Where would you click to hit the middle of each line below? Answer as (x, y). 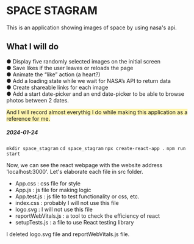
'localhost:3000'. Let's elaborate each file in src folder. (75, 171)
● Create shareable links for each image (57, 87)
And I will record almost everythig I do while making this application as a (97, 112)
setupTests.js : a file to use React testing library (74, 222)
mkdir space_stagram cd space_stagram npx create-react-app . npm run (96, 148)
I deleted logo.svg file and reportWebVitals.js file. (68, 234)
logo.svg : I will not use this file (54, 209)
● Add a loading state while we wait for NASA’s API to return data (88, 81)
